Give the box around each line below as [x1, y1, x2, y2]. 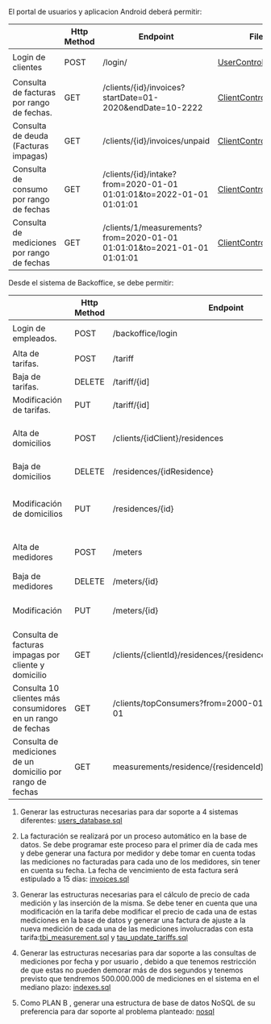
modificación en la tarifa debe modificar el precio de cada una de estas [19, 907, 257, 916]
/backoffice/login [112, 328, 177, 339]
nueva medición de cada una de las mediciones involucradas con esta [19, 924, 254, 934]
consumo [12, 184, 48, 194]
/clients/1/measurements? [102, 222, 202, 233]
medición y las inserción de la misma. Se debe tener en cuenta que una [19, 898, 258, 908]
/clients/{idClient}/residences [112, 433, 224, 443]
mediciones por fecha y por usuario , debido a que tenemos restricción [19, 957, 256, 966]
